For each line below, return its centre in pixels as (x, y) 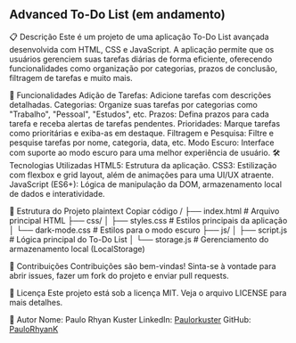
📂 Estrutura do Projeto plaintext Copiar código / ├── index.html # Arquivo (144, 211)
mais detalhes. (36, 302)
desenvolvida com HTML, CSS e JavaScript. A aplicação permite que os (142, 49)
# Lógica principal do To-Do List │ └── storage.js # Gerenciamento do (139, 239)
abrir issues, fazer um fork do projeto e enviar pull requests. (119, 275)
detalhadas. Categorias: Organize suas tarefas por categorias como (134, 104)
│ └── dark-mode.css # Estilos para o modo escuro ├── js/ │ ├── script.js (148, 230)
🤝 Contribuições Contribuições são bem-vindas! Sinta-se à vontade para (143, 265)
